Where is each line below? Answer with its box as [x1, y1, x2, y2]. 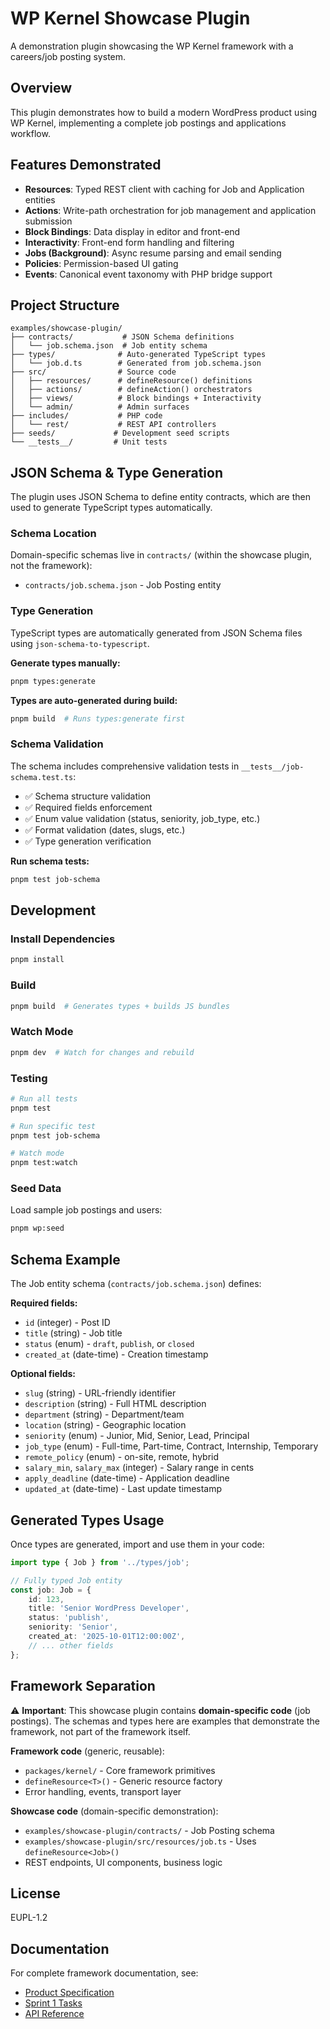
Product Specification [24, 1987, 115, 1999]
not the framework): [10, 560, 93, 572]
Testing [10, 1071, 48, 1085]
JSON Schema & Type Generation [10, 464, 223, 481]
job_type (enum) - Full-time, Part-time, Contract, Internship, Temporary [24, 1440, 319, 1452]
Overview [10, 80, 73, 97]
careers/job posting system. [10, 50, 127, 62]
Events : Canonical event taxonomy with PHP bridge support [24, 268, 273, 280]
